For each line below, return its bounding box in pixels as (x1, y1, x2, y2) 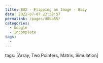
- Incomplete (9, 30, 36, 35)
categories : (5, 21, 30, 26)
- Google (9, 25, 28, 30)
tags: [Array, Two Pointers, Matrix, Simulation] (5, 52, 99, 58)
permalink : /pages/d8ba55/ (5, 16, 61, 21)
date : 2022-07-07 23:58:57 (5, 12, 61, 17)
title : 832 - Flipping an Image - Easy (5, 7, 87, 12)
